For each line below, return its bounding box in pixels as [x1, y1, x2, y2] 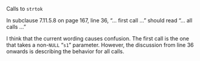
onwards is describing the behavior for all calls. [6, 48, 124, 55]
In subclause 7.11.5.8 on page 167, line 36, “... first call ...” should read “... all [6, 17, 193, 24]
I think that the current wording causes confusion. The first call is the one [6, 35, 190, 42]
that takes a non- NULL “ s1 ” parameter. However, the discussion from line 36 [6, 42, 194, 48]
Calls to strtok [6, 5, 43, 12]
